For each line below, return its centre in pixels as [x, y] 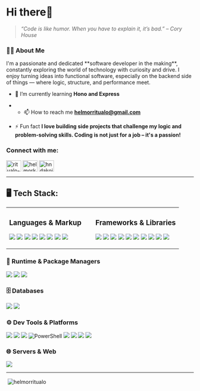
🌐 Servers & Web [31, 352]
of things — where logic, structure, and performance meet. [78, 82]
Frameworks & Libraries [135, 222]
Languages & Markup [45, 222]
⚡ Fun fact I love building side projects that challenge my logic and [98, 126]
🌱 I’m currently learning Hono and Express [67, 94]
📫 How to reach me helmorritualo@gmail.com [82, 112]
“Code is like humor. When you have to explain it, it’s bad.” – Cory [101, 29]
